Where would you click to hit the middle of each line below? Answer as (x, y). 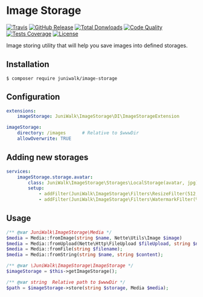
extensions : (21, 111)
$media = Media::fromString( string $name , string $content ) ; (85, 255)
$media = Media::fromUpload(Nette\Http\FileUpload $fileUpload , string (98, 243)
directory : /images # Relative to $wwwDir (78, 133)
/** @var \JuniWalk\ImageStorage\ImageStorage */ (70, 266)
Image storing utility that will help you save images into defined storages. (97, 45)
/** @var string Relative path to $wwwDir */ (66, 282)
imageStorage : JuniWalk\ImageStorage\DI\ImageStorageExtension (98, 116)
